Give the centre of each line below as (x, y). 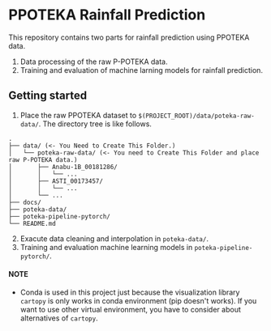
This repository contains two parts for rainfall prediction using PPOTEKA (129, 37)
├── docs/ (25, 202)
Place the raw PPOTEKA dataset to (78, 115)
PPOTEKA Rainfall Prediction (107, 15)
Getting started (48, 96)
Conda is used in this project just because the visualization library (130, 292)
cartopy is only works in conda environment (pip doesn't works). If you (138, 300)
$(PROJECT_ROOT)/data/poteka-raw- (197, 116)
